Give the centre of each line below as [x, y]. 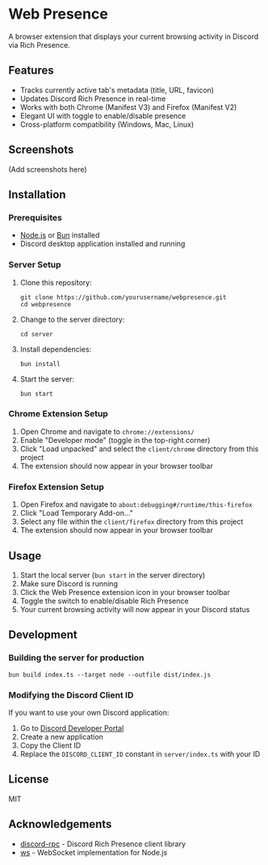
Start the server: [47, 379]
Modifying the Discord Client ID [71, 694]
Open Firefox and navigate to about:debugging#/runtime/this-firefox [136, 504]
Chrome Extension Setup [59, 414]
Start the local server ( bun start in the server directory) [113, 575]
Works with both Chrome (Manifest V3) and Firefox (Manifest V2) [128, 107]
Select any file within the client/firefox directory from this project [132, 521]
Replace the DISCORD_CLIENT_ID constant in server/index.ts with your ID [140, 753]
